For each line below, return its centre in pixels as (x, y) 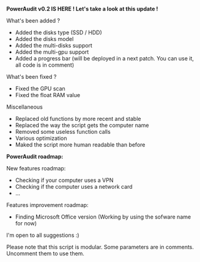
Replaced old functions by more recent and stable (78, 119)
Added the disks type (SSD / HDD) (58, 32)
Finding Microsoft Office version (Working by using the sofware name (103, 217)
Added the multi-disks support (54, 45)
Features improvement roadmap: (47, 205)
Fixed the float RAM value (48, 95)
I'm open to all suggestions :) (43, 235)
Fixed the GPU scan (40, 89)
